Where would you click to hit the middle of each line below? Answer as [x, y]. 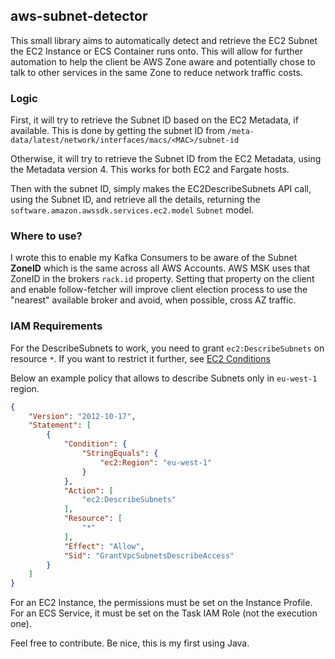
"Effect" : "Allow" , [104, 546]
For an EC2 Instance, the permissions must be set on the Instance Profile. [161, 603]
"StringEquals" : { [120, 454]
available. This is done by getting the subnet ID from [118, 131]
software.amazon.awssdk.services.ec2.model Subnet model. [132, 210]
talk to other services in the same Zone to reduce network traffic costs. [156, 72]
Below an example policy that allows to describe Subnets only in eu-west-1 [164, 378]
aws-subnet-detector [79, 16]
